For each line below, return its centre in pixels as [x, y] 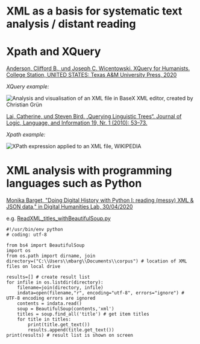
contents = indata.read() [50, 303]
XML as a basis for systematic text [94, 11]
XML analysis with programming [89, 171]
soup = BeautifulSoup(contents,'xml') [66, 309]
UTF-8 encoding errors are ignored [51, 298]
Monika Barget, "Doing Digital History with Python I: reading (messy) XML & [100, 200]
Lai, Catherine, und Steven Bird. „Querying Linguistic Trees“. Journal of [94, 117]
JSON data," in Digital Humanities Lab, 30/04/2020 [70, 207]
